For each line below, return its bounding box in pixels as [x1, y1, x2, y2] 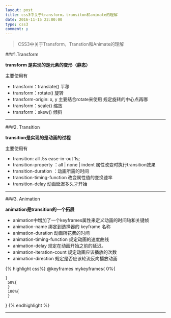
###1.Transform [5, 52, 39, 58]
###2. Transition [5, 124, 40, 130]
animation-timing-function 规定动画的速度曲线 [12, 236, 109, 242]
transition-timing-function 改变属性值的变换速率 [12, 175, 113, 181]
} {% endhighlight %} [5, 302, 50, 309]
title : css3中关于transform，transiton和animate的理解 [5, 12, 118, 17]
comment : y [5, 27, 28, 32]
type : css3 [5, 21, 28, 27]
